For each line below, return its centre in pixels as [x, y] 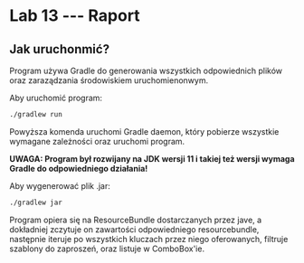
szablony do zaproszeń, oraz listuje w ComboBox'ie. [107, 249]
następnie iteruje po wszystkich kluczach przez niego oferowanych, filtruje [149, 239]
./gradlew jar [36, 202]
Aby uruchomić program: [56, 98]
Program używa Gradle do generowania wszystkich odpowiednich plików [146, 70]
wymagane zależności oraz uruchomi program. [97, 141]
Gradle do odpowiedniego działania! [79, 168]
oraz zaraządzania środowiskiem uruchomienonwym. [109, 80]
